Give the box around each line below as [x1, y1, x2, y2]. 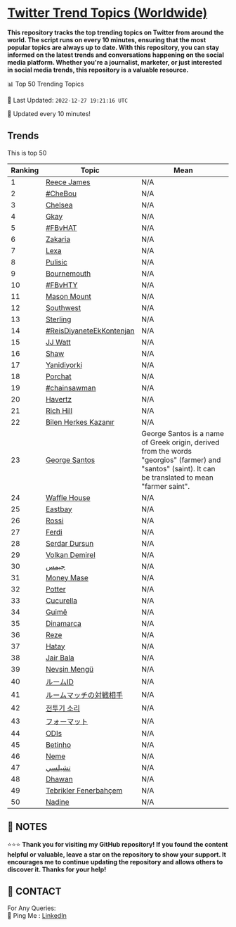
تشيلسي [45, 762, 71, 772]
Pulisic [45, 257, 68, 267]
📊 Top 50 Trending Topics [7, 79, 84, 88]
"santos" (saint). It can [141, 463, 216, 473]
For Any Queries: [7, 904, 56, 912]
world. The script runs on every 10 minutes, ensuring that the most [7, 35, 206, 44]
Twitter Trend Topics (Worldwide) [7, 5, 208, 21]
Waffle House [45, 492, 91, 502]
